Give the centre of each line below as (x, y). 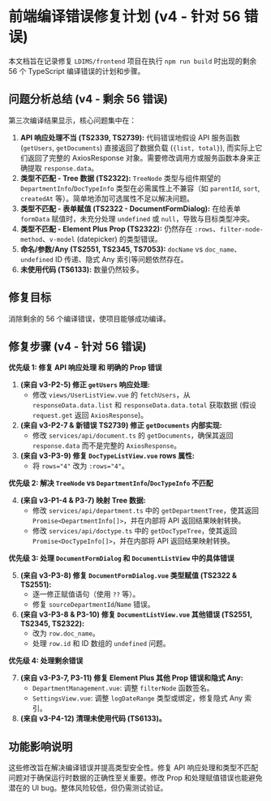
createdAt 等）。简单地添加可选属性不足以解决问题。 (107, 198)
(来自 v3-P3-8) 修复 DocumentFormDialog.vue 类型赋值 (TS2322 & (129, 575)
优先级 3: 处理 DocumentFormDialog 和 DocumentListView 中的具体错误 (122, 558)
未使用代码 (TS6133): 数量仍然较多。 (82, 269)
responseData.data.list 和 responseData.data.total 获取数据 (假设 (144, 405)
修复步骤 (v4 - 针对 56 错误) (78, 346)
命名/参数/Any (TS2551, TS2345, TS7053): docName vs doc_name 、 (131, 249)
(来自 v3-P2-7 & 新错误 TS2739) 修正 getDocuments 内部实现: (121, 425)
